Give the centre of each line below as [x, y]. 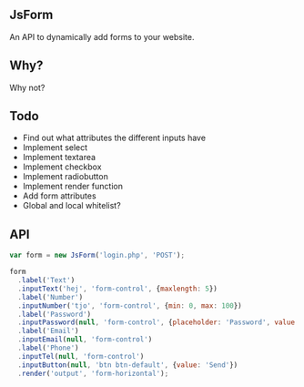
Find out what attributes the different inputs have [114, 138]
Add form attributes [60, 196]
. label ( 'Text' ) [46, 280]
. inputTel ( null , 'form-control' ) [81, 356]
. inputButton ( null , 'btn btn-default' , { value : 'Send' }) [128, 365]
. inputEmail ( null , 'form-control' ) [85, 340]
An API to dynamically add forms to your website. [102, 36]
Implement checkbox [62, 167]
